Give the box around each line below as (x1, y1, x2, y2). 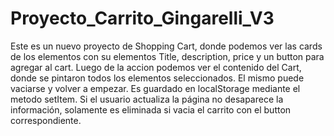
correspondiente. (10, 114, 82, 126)
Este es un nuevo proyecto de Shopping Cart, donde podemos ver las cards (10, 40, 323, 52)
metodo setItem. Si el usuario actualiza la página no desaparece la (10, 93, 284, 105)
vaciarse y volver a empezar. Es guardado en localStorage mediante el (10, 82, 301, 94)
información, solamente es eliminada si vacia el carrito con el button (10, 103, 292, 116)
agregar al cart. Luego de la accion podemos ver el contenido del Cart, (10, 61, 302, 73)
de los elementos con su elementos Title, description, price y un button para (10, 50, 325, 62)
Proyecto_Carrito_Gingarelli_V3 (10, 7, 275, 30)
